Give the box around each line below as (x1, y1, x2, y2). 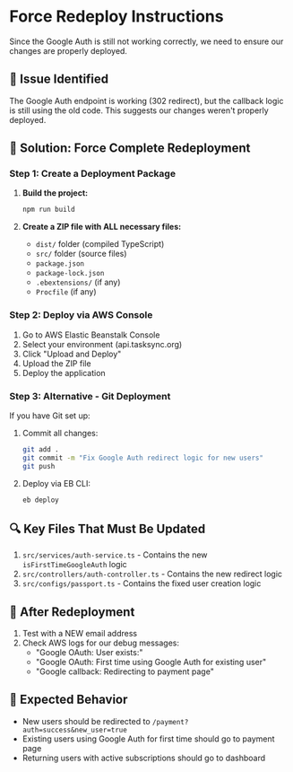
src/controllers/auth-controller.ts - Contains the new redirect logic (22, 568, 283, 580)
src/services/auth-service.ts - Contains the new (22, 549, 208, 560)
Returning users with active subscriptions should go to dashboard (22, 752, 266, 763)
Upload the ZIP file (22, 357, 91, 369)
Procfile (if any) (35, 286, 97, 297)
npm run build (22, 205, 75, 215)
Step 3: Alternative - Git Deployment (9, 390, 171, 402)
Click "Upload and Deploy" (22, 348, 122, 359)
